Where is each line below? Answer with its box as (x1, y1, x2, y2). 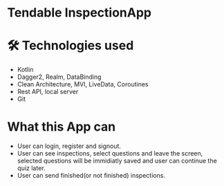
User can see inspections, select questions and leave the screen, (17, 149, 203, 158)
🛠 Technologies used (7, 38, 134, 53)
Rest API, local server (17, 88, 79, 96)
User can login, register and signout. (17, 142, 122, 150)
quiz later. (17, 164, 46, 172)
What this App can (7, 119, 116, 135)
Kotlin (17, 66, 34, 74)
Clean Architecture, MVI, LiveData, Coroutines (17, 80, 149, 89)
